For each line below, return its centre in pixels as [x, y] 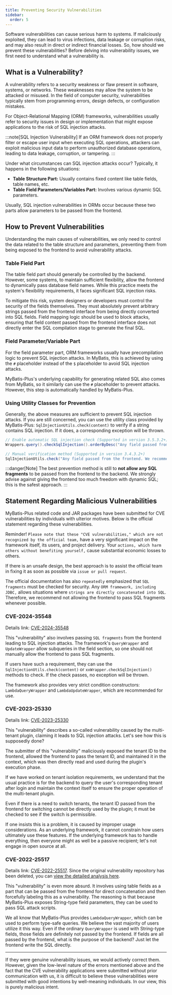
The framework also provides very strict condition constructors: [72, 685]
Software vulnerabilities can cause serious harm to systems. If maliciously [83, 34]
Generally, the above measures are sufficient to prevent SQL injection [79, 414]
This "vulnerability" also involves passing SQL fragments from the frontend [83, 637]
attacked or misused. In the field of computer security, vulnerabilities [78, 95]
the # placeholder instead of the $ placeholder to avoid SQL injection [77, 363]
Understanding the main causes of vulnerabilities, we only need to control [83, 239]
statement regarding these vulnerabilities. [49, 524]
